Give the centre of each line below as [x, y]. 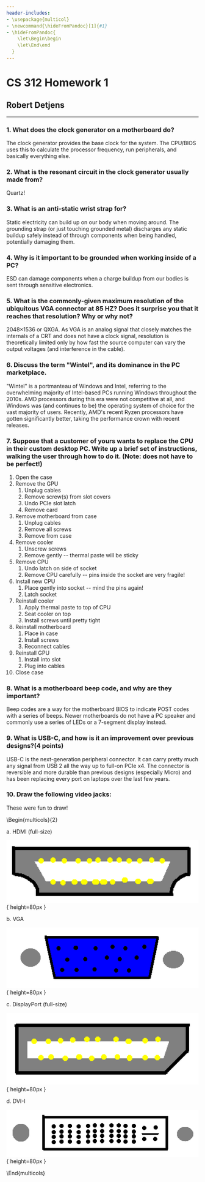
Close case [29, 672]
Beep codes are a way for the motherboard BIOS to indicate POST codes [98, 709]
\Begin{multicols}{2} [32, 819]
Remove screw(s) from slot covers [67, 497]
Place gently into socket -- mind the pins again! [84, 587]
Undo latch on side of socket [60, 568]
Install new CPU [35, 581]
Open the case [34, 477]
